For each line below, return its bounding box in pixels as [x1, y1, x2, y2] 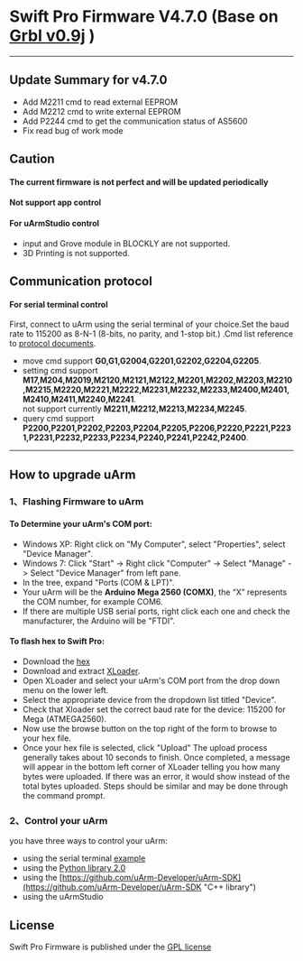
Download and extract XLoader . [22, 665, 141, 676]
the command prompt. [22, 790, 106, 800]
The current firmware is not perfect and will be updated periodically [9, 176, 269, 187]
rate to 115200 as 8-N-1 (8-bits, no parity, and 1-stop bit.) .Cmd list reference [9, 328, 294, 339]
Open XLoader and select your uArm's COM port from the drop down [22, 675, 280, 686]
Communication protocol [9, 273, 153, 289]
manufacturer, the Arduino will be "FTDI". [22, 615, 176, 626]
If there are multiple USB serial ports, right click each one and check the [22, 605, 290, 616]
